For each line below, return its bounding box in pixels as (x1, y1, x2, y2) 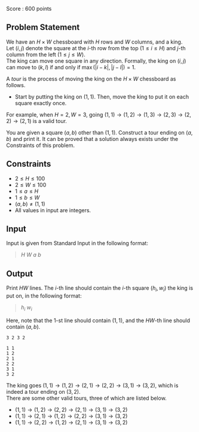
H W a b (20, 251, 41, 259)
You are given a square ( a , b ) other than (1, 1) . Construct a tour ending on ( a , (6, 128, 193, 136)
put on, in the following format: (6, 292, 82, 299)
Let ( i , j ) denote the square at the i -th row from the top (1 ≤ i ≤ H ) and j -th (6, 44, 186, 51)
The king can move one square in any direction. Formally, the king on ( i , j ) (6, 57, 186, 65)
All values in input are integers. (14, 206, 91, 214)
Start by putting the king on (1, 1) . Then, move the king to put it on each (14, 93, 189, 100)
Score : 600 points (6, 5, 52, 12)
